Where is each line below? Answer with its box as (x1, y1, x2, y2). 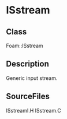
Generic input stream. (6, 74, 58, 82)
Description (6, 59, 49, 69)
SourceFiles (6, 92, 50, 101)
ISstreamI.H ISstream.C (6, 107, 62, 114)
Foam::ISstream (6, 42, 43, 49)
